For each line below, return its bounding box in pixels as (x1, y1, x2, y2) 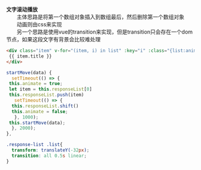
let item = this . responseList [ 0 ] (8, 86, 93, 92)
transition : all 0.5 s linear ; (11, 153, 87, 159)
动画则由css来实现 (16, 21, 62, 28)
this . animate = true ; (8, 81, 63, 87)
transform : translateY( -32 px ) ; (11, 147, 90, 153)
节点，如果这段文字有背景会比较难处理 (6, 36, 100, 42)
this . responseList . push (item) (8, 92, 84, 98)
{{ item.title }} (8, 53, 52, 59)
